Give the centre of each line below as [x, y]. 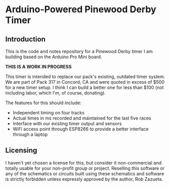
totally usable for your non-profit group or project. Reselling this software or [85, 168]
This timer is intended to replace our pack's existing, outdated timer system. [85, 77]
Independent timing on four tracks [48, 113]
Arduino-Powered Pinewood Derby [81, 9]
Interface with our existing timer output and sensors [67, 123]
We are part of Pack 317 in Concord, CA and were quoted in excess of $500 [85, 82]
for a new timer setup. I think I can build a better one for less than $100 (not [85, 87]
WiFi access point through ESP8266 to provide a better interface [81, 129]
